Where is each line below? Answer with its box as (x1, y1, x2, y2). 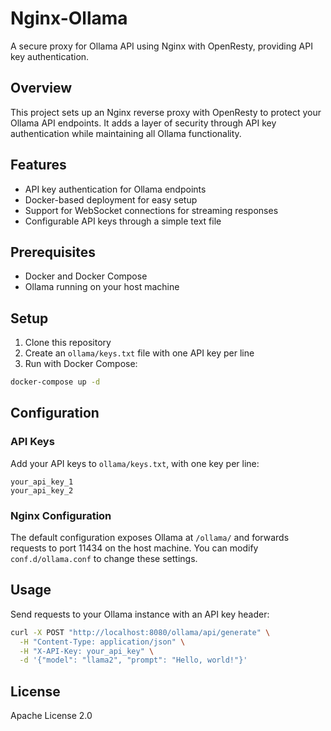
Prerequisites (10, 243, 96, 261)
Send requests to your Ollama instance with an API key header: (10, 608, 270, 620)
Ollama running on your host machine (24, 281, 180, 293)
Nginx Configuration (10, 508, 112, 522)
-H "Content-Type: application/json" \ (19, 637, 186, 647)
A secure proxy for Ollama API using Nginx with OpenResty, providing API (10, 40, 313, 52)
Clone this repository (24, 337, 112, 349)
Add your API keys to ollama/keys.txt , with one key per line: (10, 457, 260, 469)
